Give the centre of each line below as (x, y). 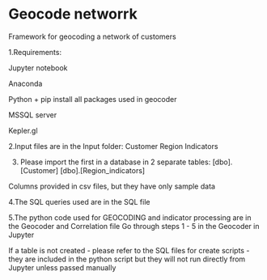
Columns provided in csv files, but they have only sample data (112, 186)
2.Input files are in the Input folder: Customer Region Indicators (113, 146)
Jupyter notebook (38, 68)
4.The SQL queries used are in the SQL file (79, 202)
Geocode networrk (73, 14)
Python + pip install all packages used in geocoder (93, 99)
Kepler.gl (23, 130)
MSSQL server (33, 115)
